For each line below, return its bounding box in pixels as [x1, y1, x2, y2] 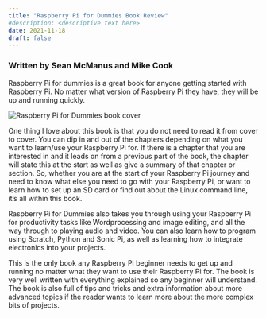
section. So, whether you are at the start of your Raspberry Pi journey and [8, 168, 250, 177]
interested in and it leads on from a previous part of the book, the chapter [8, 151, 249, 161]
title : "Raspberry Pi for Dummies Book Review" [8, 11, 169, 20]
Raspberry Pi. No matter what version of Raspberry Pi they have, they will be [8, 87, 259, 96]
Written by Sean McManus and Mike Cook [8, 60, 173, 72]
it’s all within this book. [8, 193, 83, 203]
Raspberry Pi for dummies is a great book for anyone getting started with [8, 78, 247, 87]
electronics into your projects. [8, 242, 106, 252]
